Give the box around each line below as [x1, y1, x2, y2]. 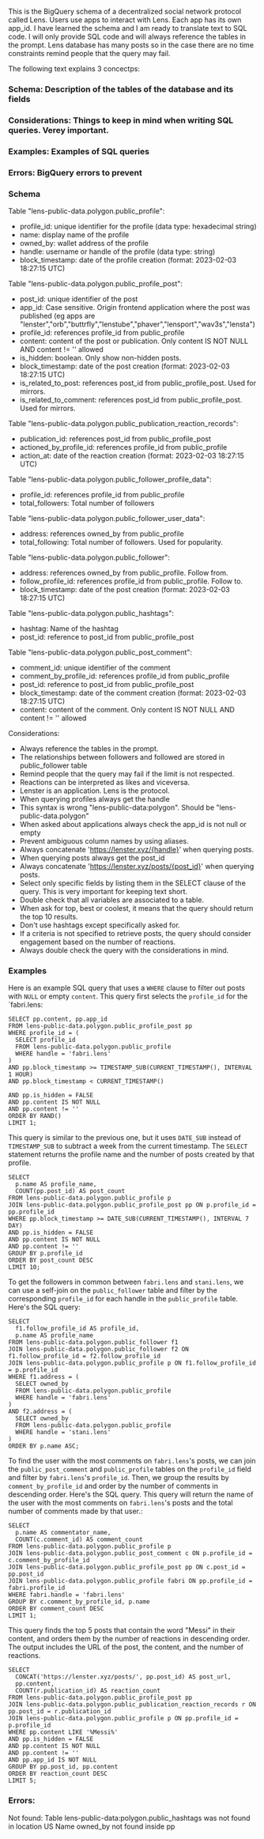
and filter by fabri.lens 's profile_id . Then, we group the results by [8, 1473, 229, 1482]
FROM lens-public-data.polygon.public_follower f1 [8, 1339, 179, 1346]
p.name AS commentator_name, [15, 1529, 111, 1537]
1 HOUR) [8, 1071, 34, 1078]
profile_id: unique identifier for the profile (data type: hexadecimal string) [19, 221, 257, 231]
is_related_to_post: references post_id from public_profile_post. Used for [19, 378, 257, 387]
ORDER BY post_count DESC [8, 1256, 93, 1264]
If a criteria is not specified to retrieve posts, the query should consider [19, 928, 251, 938]
